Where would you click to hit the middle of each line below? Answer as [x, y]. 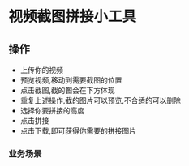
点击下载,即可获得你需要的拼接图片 [78, 131]
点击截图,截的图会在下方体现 [67, 90]
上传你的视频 [41, 70]
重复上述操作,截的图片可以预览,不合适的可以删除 [100, 100]
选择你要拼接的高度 [52, 111]
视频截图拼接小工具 [73, 17]
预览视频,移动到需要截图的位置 [71, 80]
